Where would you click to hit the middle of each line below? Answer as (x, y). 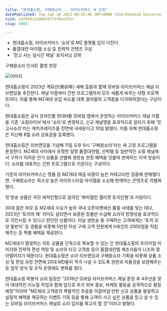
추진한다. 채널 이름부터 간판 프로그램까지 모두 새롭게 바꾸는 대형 (84, 93)
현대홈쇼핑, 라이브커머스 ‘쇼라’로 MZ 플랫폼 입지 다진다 (65, 43)
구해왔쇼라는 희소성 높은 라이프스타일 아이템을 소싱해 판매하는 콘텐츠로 (80, 181)
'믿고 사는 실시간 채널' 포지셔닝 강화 (47, 55)
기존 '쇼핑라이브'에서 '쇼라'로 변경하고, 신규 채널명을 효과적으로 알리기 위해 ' (84, 122)
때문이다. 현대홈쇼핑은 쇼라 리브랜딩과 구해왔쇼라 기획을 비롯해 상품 (91, 256)
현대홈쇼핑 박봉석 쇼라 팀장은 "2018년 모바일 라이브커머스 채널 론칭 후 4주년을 (81, 279)
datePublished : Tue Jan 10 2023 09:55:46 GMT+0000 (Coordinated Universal (84, 14)
